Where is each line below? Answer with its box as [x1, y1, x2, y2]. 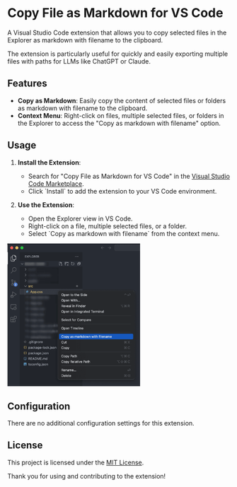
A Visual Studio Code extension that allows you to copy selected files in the [7, 28, 227, 37]
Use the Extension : [17, 200, 74, 209]
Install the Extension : [17, 158, 81, 167]
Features [7, 78, 47, 90]
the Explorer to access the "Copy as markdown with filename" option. [17, 119, 221, 127]
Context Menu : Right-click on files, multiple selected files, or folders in [17, 111, 224, 119]
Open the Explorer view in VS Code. [28, 214, 133, 223]
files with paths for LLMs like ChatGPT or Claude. [7, 57, 151, 65]
